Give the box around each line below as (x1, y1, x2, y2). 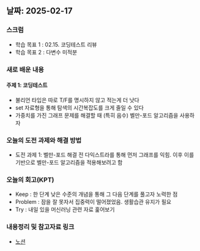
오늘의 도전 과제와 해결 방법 (6, 136, 82, 144)
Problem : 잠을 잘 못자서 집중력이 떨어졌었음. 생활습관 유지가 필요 (15, 198, 172, 206)
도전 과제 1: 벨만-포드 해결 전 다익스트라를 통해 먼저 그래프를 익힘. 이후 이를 (15, 151, 194, 159)
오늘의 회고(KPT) (6, 176, 54, 184)
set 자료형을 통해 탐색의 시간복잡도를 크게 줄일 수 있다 (15, 103, 144, 111)
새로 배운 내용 (6, 65, 45, 73)
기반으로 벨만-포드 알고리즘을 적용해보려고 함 (15, 159, 123, 167)
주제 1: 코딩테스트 (6, 81, 48, 89)
